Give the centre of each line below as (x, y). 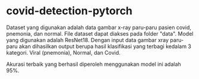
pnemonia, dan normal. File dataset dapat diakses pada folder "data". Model (100, 33)
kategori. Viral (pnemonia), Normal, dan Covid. (63, 52)
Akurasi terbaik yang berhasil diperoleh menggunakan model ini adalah (94, 64)
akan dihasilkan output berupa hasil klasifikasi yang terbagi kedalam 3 (105, 46)
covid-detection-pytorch (69, 11)
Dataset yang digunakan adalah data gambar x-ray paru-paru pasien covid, (99, 27)
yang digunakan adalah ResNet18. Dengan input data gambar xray (88, 40)
